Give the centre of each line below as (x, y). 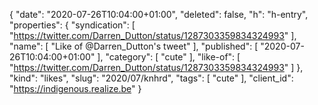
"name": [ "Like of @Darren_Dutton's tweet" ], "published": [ (134, 46)
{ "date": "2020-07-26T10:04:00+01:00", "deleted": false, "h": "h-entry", (159, 14)
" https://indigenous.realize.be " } (75, 88)
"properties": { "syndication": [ (72, 25)
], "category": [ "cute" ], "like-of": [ (169, 57)
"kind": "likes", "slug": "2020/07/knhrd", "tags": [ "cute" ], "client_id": (151, 78)
